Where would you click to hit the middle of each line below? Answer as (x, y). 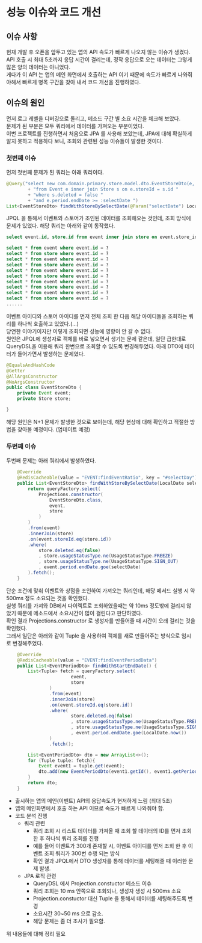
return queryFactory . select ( (64, 489)
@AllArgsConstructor (32, 376)
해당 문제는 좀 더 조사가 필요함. (69, 921)
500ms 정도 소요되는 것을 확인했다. (47, 598)
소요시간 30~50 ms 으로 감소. (68, 913)
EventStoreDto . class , (76, 500)
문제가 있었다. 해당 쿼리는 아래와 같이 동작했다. (61, 226)
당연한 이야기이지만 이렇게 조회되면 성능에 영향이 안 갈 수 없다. (79, 331)
